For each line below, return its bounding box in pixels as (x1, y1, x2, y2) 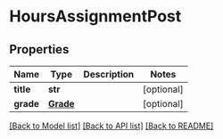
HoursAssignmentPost (9, 6, 182, 27)
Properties (9, 42, 70, 57)
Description (83, 69, 135, 80)
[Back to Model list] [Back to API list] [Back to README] (9, 120, 214, 131)
